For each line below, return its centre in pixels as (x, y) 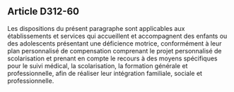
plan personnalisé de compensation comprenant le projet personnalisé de (115, 51)
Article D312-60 (43, 12)
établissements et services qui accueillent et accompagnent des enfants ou (117, 36)
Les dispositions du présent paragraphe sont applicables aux (96, 28)
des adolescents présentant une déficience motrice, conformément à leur (115, 43)
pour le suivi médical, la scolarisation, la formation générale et (98, 65)
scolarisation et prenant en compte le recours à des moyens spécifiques (112, 58)
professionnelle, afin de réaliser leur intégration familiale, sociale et (105, 73)
